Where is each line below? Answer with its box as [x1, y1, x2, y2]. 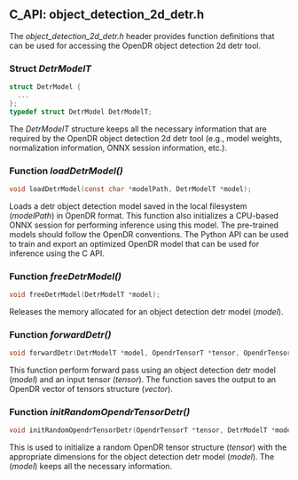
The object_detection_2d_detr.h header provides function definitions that [9, 30, 275, 41]
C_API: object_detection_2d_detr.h [9, 7, 205, 22]
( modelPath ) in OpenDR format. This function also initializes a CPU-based [9, 210, 279, 220]
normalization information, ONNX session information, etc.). [9, 142, 228, 153]
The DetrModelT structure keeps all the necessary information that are [9, 124, 268, 134]
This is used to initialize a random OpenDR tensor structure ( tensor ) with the [9, 442, 287, 452]
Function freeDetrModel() [9, 270, 122, 283]
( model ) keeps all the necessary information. [9, 461, 173, 472]
